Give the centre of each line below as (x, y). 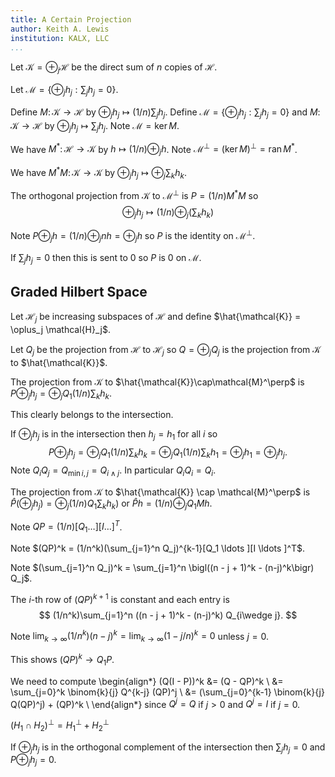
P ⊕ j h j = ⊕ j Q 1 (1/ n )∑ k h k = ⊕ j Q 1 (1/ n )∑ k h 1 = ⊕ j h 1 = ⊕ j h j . (168, 453)
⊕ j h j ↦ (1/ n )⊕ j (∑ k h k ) (168, 213)
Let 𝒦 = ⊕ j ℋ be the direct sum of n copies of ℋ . (114, 68)
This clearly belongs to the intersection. (92, 415)
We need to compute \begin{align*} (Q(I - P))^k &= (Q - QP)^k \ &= (147, 681)
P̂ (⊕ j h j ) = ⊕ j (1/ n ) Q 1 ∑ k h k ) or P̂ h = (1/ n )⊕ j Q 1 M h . (111, 504)
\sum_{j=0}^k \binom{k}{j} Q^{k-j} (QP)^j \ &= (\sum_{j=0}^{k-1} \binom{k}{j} (167, 692)
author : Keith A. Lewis (60, 29)
